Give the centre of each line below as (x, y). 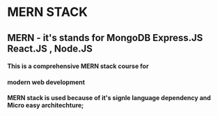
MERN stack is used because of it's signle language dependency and (109, 98)
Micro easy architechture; (46, 106)
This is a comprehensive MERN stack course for (78, 66)
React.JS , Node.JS (50, 48)
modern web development (46, 82)
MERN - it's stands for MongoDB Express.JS (105, 38)
